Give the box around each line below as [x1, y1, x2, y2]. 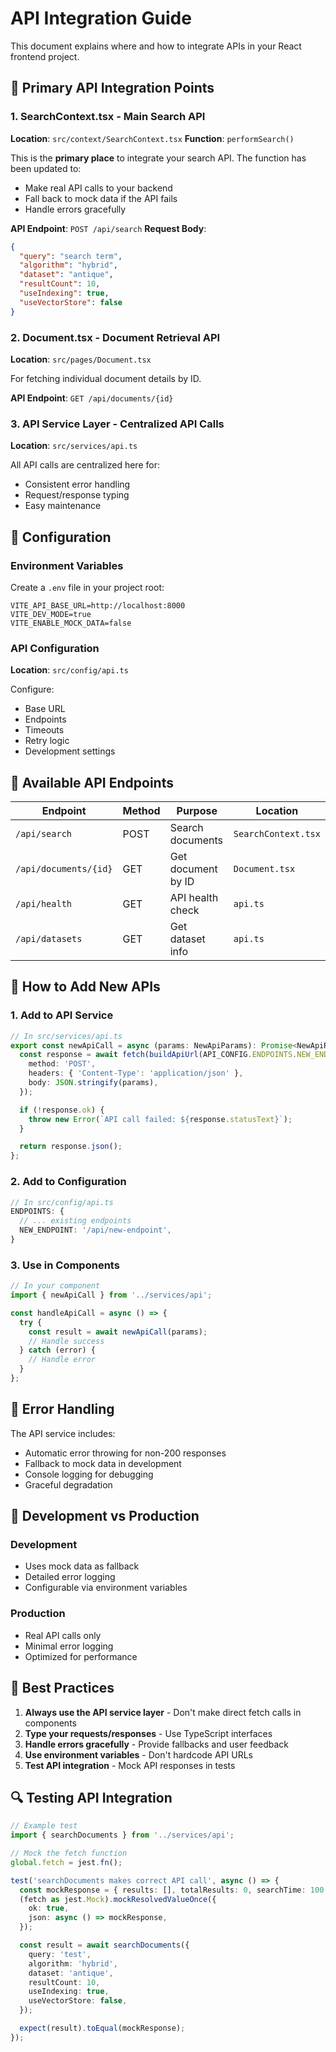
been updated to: [10, 162, 82, 174]
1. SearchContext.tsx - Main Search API [10, 110, 206, 124]
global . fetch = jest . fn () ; [10, 1857, 123, 1867]
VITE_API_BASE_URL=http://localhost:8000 [10, 600, 186, 611]
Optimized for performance [24, 1650, 138, 1662]
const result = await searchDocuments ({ [19, 1940, 190, 1951]
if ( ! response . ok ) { [19, 1105, 105, 1115]
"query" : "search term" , [19, 251, 123, 261]
